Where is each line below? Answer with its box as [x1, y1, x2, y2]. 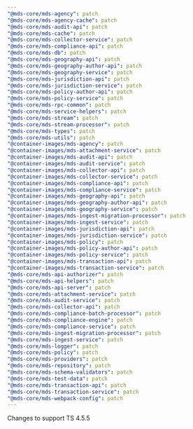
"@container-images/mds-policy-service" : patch [7, 252, 149, 259]
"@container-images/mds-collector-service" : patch [7, 173, 158, 180]
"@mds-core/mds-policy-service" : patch [7, 95, 124, 102]
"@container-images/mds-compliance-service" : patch [7, 186, 161, 193]
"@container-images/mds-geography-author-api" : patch [7, 199, 168, 207]
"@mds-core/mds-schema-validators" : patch [7, 369, 133, 376]
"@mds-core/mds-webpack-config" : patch [7, 395, 124, 402]
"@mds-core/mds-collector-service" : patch [7, 36, 133, 43]
